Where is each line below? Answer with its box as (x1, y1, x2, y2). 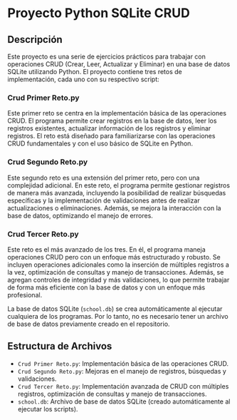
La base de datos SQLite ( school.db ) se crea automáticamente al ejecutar (7, 304, 223, 313)
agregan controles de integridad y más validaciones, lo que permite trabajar (7, 275, 230, 284)
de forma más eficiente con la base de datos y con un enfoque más (7, 283, 206, 292)
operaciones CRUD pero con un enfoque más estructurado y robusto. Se (7, 252, 221, 261)
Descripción (7, 34, 63, 46)
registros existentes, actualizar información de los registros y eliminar (7, 124, 211, 133)
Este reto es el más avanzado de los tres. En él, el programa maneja (7, 245, 206, 254)
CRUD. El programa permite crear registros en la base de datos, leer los (7, 116, 217, 126)
